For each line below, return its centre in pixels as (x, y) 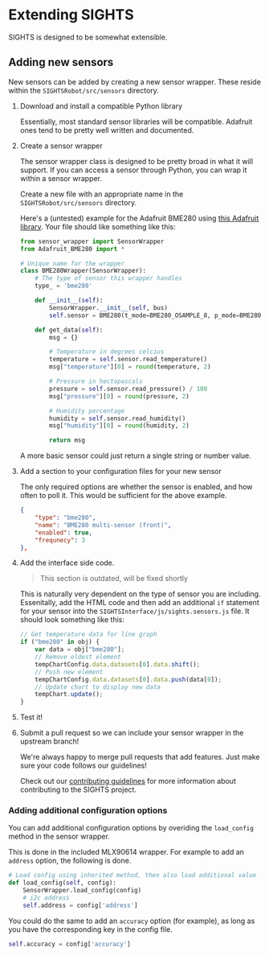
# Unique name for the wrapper (72, 263)
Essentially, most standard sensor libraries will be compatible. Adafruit (136, 122)
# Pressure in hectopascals (96, 381)
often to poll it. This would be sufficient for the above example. (123, 496)
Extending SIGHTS (71, 15)
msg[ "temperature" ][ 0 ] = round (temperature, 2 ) (130, 367)
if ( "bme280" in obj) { (60, 642)
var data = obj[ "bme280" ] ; (80, 649)
